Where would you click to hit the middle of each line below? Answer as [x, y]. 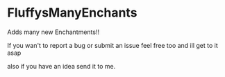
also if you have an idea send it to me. [61, 66]
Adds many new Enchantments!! [53, 32]
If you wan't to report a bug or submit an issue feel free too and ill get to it [112, 45]
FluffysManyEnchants [72, 13]
